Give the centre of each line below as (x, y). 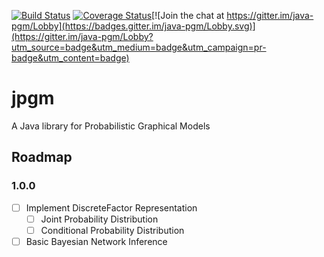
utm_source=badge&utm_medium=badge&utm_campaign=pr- (139, 47)
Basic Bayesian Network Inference (96, 241)
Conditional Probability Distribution (112, 230)
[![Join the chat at (188, 15)
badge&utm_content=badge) (70, 58)
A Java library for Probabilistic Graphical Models (111, 126)
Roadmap (42, 157)
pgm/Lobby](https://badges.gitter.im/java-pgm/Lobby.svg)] (133, 26)
